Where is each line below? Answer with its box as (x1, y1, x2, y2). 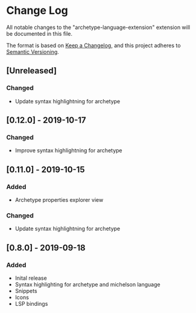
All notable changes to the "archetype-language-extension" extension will (6, 24, 191, 31)
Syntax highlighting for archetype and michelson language (14, 280, 161, 288)
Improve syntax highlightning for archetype (14, 147, 122, 154)
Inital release (14, 274, 47, 282)
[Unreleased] (6, 66, 57, 76)
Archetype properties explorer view (14, 196, 104, 203)
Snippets (14, 287, 37, 294)
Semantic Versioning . (6, 48, 59, 55)
